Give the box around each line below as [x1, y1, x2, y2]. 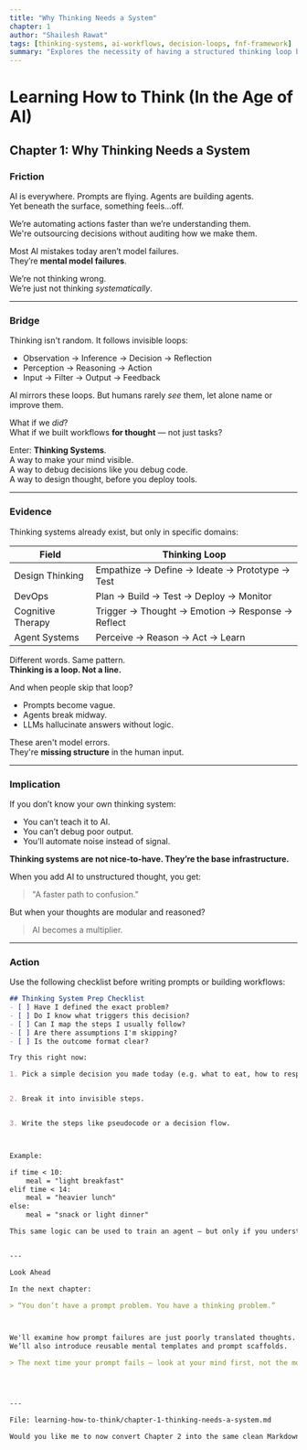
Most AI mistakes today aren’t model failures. [9, 246, 180, 256]
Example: [9, 1151, 43, 1160]
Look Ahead [9, 1268, 51, 1277]
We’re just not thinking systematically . [9, 283, 153, 294]
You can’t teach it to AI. [22, 816, 111, 827]
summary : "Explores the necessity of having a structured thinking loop [9, 48, 292, 57]
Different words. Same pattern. [9, 654, 126, 665]
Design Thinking [14, 569, 84, 582]
